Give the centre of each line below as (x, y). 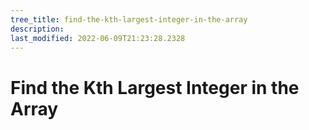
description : (37, 29)
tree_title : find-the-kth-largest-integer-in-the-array (129, 19)
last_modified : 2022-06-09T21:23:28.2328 (98, 38)
